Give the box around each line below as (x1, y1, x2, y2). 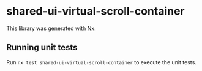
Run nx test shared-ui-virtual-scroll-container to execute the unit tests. (6, 58, 197, 65)
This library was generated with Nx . (6, 24, 96, 32)
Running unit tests (6, 42, 78, 53)
